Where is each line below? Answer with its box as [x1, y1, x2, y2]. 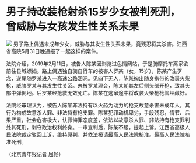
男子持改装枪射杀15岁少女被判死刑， [6, 5, 181, 19]
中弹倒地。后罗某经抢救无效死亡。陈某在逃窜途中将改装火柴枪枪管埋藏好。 [10, 89, 190, 96]
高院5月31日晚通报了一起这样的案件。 [10, 47, 101, 54]
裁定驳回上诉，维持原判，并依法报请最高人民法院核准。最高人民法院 [21, 131, 185, 138]
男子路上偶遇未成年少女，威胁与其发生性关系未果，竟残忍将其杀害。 [13, 40, 177, 47]
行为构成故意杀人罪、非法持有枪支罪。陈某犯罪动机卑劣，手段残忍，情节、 [6, 109, 185, 116]
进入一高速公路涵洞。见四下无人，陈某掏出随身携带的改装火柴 [41, 74, 190, 82]
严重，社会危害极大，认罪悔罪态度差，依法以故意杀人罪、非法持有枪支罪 [10, 116, 185, 123]
